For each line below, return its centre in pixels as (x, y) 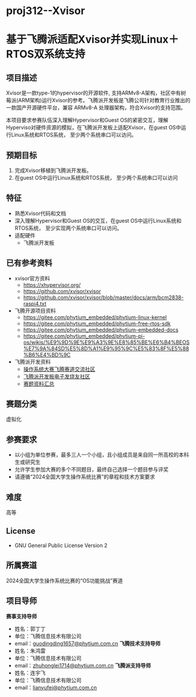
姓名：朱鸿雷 (30, 651)
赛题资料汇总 (39, 384)
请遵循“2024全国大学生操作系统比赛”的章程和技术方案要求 (85, 477)
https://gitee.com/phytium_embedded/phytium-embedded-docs (101, 330)
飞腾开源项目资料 (35, 310)
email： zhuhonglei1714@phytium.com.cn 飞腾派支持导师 (82, 665)
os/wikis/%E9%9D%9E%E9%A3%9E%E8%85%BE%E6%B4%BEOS (106, 342)
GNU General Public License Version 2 (61, 545)
